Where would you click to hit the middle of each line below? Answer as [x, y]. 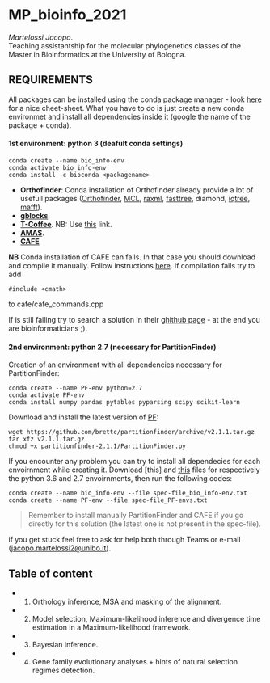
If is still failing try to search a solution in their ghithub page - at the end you [135, 319]
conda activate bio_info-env [57, 167]
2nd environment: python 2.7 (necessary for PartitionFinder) [112, 347]
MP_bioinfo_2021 [67, 15]
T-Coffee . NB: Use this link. [66, 224]
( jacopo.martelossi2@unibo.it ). [60, 548]
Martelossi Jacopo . [41, 37]
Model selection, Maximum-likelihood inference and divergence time [146, 618]
